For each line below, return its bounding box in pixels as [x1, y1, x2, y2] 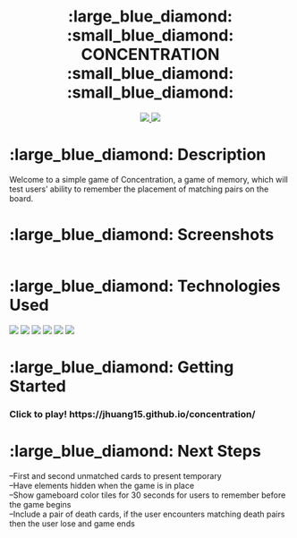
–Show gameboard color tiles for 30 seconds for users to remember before [9, 490, 286, 500]
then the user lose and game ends [9, 517, 136, 529]
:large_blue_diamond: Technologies [9, 276, 281, 296]
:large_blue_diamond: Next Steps [9, 441, 261, 462]
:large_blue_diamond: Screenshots [9, 225, 275, 245]
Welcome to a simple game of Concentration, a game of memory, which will [9, 174, 288, 184]
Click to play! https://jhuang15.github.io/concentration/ [9, 407, 256, 420]
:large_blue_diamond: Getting [9, 356, 234, 377]
